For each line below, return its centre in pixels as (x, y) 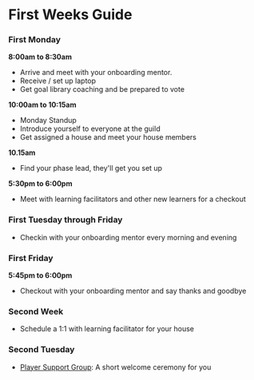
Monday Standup (48, 121)
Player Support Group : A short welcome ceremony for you (115, 367)
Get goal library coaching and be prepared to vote (102, 89)
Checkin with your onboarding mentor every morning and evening (128, 237)
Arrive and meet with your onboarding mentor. (96, 73)
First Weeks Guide (70, 15)
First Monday (35, 40)
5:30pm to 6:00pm (40, 184)
